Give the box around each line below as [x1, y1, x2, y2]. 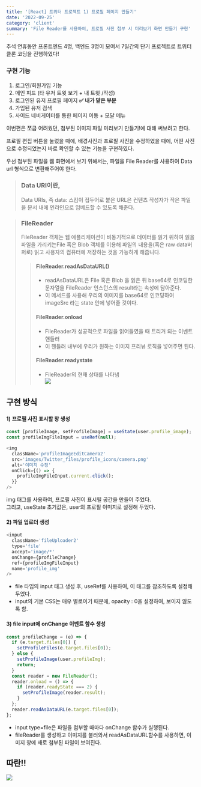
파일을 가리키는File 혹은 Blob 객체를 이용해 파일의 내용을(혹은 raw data [20, 241, 188, 248]
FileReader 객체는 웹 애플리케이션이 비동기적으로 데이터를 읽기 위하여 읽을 [20, 234, 195, 241]
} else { [11, 651, 34, 657]
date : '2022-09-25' [6, 14, 55, 20]
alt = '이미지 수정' [11, 462, 52, 468]
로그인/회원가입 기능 [14, 82, 62, 89]
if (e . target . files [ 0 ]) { [11, 639, 77, 646]
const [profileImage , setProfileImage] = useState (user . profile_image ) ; [6, 429, 192, 435]
